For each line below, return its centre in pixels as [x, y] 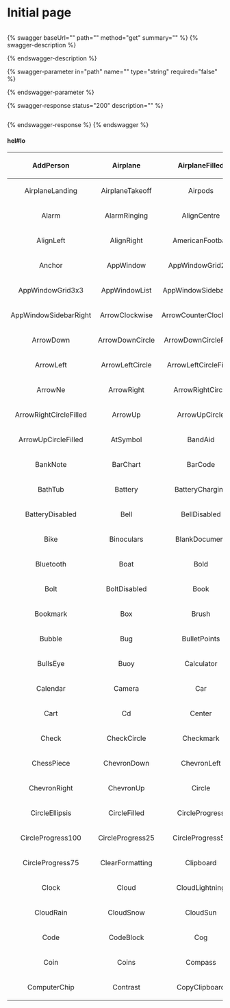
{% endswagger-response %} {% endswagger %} [78, 124]
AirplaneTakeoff [126, 191]
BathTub [51, 490]
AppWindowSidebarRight [51, 315]
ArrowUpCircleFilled [51, 439]
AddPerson [51, 165]
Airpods [201, 191]
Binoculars [126, 539]
